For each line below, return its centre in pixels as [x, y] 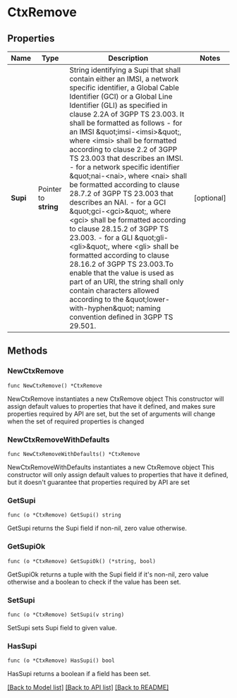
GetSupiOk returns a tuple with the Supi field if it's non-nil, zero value [108, 574]
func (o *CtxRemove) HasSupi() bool [61, 661]
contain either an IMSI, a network [124, 79]
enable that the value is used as [122, 273]
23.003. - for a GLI [101, 237]
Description [128, 58]
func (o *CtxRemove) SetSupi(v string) [66, 615]
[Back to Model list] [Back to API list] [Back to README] [88, 687]
